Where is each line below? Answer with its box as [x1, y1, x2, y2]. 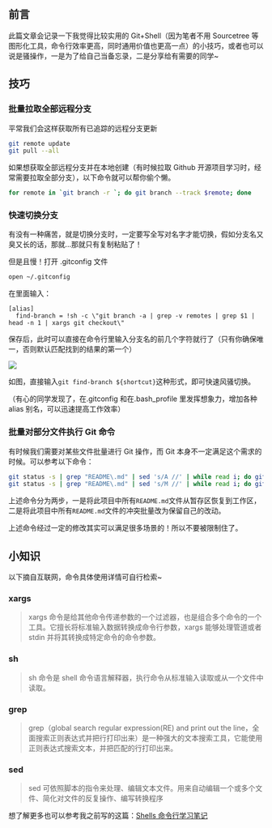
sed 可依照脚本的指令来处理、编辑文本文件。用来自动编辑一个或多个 [28, 783, 256, 793]
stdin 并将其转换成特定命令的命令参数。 [28, 633, 160, 642]
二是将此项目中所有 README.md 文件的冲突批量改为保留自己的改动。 [8, 506, 226, 516]
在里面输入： [8, 288, 51, 298]
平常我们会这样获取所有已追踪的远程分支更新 [8, 123, 158, 133]
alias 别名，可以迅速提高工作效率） [8, 404, 125, 414]
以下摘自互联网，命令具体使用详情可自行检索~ [8, 572, 163, 582]
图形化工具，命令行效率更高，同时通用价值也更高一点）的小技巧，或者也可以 [8, 41, 264, 50]
